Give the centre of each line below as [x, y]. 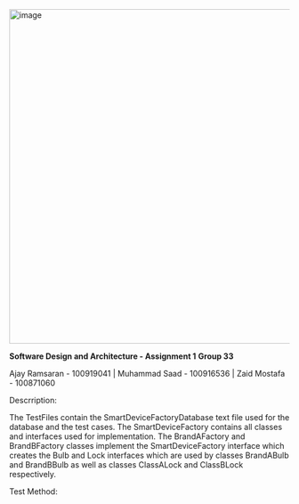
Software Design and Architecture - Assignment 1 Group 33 [121, 356]
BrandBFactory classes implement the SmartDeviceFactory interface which [147, 446]
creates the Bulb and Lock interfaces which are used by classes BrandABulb [149, 455]
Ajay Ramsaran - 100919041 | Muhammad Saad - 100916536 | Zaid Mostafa [147, 374]
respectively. [32, 474]
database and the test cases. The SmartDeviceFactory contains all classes [146, 427]
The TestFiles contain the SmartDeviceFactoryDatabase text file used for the [149, 417]
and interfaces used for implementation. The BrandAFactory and [127, 436]
